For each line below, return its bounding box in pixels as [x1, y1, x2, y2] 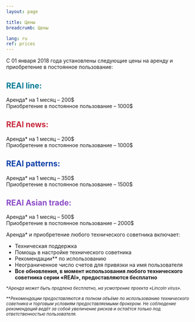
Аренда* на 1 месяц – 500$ [6, 213, 75, 220]
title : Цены [6, 19, 35, 25]
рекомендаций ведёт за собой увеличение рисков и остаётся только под [6, 306, 161, 312]
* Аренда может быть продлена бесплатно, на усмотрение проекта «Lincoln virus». [6, 285, 181, 291]
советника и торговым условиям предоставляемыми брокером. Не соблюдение [6, 301, 177, 307]
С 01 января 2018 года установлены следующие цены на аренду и [6, 57, 173, 64]
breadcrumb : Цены [6, 25, 49, 31]
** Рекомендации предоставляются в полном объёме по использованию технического [6, 296, 190, 302]
